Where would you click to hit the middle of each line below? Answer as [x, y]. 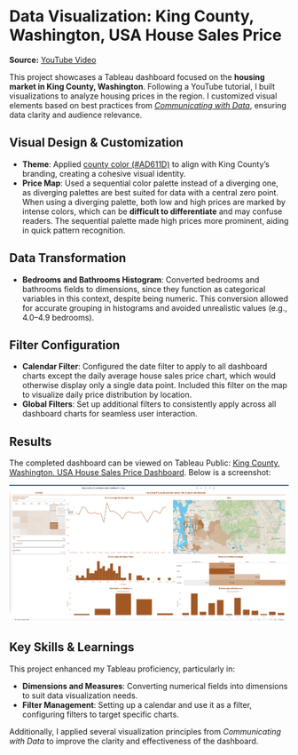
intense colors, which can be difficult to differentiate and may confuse [152, 211]
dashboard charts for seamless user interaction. [110, 414]
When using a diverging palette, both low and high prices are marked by [154, 202]
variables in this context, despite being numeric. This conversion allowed [155, 298]
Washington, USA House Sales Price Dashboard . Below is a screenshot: [140, 473]
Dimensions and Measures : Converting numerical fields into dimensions [155, 686]
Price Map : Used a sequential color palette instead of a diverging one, [150, 183]
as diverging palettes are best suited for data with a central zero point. [150, 192]
